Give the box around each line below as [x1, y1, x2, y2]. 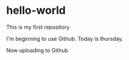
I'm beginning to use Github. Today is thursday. [6, 35, 124, 42]
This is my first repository [6, 23, 70, 31]
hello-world [6, 4, 66, 17]
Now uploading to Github [6, 46, 68, 54]
